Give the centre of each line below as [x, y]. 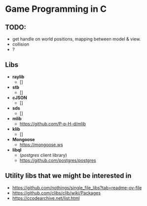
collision [21, 44]
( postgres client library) [43, 155]
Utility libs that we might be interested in [68, 176]
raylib [18, 77]
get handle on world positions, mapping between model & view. [76, 39]
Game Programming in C [56, 9]
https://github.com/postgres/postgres [58, 160]
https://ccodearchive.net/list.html [46, 198]
